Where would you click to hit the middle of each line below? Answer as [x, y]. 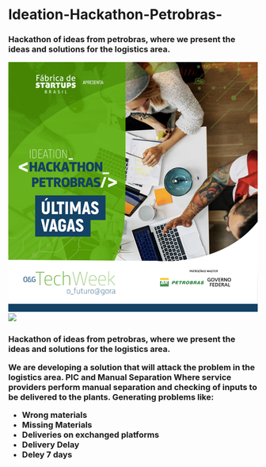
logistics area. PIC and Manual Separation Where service [120, 377]
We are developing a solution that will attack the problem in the [132, 367]
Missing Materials [57, 425]
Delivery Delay [51, 445]
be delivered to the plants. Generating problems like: [111, 396]
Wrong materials [55, 415]
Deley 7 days [47, 455]
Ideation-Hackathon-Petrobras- [116, 15]
